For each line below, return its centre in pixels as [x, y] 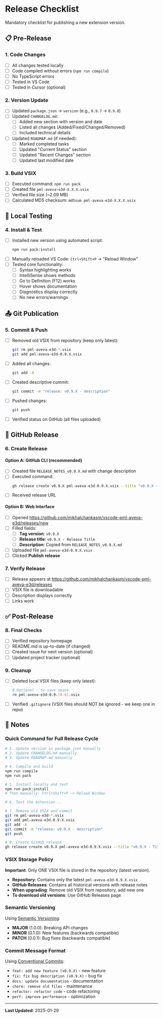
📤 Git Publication [32, 313]
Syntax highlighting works [45, 270]
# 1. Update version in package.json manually [53, 749]
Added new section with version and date [61, 122]
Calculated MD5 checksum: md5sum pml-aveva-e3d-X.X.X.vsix [74, 200]
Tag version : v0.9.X [39, 534]
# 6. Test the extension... [33, 802]
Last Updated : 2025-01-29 [32, 1011]
